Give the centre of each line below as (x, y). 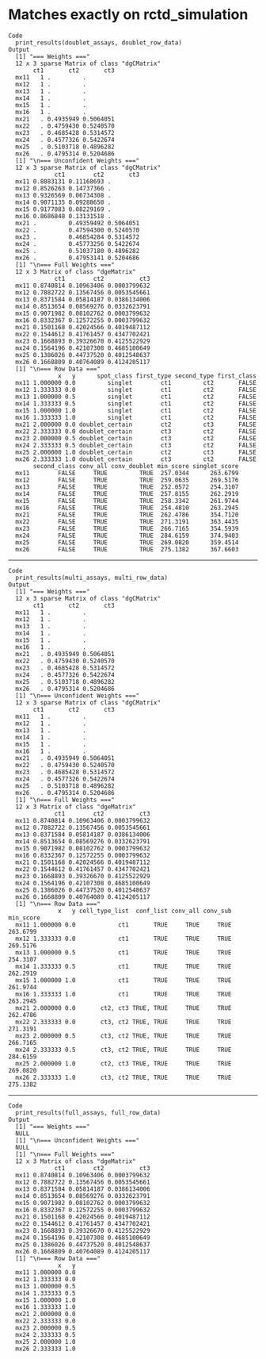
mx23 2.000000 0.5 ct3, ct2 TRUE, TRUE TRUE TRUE (123, 1036)
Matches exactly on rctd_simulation (128, 15)
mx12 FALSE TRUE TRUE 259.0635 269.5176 (127, 480)
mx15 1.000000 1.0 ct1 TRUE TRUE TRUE (123, 980)
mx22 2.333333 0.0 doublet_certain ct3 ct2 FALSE (136, 431)
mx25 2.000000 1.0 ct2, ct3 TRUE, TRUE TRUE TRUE (123, 1063)
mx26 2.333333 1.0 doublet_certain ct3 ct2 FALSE (136, 459)
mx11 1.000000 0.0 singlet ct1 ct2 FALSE (136, 382)
